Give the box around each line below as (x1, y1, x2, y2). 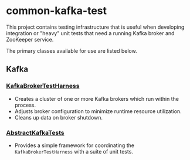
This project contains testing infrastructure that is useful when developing (6, 23, 185, 30)
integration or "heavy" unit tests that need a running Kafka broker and (6, 29, 175, 36)
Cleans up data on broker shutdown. (14, 114, 103, 121)
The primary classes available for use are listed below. (6, 47, 137, 54)
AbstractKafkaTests (6, 128, 65, 137)
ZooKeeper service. (6, 36, 54, 43)
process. (14, 101, 36, 108)
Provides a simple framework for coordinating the (14, 142, 135, 149)
